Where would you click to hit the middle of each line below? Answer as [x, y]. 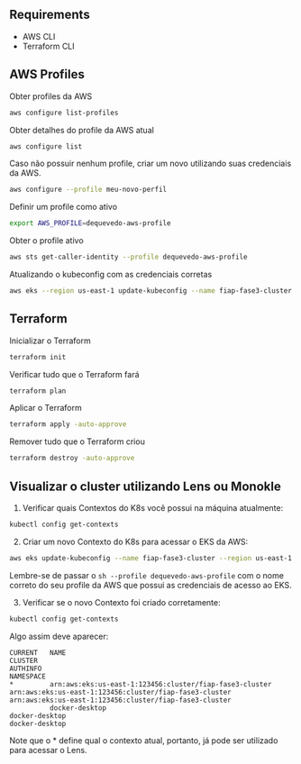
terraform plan [38, 391]
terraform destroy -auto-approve [72, 459]
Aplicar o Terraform [46, 408]
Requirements [50, 15]
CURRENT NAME [38, 652]
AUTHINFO [26, 668]
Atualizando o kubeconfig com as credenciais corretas [111, 274]
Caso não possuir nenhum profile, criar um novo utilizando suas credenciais [150, 164]
